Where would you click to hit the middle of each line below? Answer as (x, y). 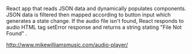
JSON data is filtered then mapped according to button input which (89, 15)
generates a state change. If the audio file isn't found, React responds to (95, 21)
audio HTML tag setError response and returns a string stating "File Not (94, 27)
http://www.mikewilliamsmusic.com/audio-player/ (67, 45)
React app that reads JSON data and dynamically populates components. (96, 9)
